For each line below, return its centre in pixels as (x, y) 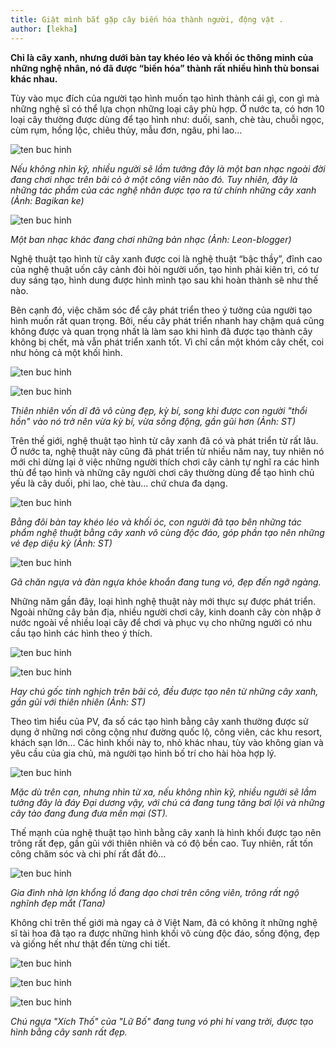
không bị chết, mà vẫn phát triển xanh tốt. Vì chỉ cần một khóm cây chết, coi (167, 342)
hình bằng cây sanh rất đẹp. (69, 1032)
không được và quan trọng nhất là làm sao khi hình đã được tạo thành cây (161, 331)
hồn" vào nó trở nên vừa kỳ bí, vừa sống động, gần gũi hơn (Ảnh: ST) (153, 421)
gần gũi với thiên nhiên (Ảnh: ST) (78, 702)
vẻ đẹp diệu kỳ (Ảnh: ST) (61, 543)
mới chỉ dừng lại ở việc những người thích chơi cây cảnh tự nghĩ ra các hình (165, 462)
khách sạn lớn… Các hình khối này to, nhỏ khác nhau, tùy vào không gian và (167, 742)
